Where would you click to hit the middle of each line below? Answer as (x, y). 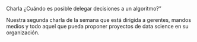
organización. (23, 33)
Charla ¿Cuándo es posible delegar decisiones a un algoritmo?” (84, 9)
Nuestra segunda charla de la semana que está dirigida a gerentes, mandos (99, 20)
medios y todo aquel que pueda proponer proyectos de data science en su (97, 26)
